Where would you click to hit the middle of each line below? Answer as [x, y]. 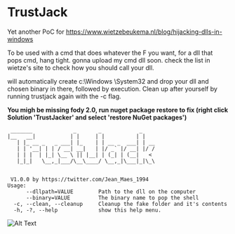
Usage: [17, 186]
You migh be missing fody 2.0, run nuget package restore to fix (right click [118, 110]
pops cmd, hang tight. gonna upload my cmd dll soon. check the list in [109, 60]
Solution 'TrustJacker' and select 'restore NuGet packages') [97, 117]
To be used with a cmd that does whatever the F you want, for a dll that [110, 53]
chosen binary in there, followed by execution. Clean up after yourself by [112, 89]
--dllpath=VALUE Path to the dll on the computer [111, 191]
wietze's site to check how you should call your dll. [81, 67]
